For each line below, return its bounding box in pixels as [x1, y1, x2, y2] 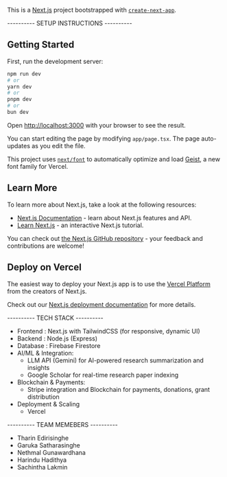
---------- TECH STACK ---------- [7, 314, 104, 322]
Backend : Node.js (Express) [16, 334, 98, 342]
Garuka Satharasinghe [16, 441, 80, 449]
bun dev [7, 109, 29, 116]
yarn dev [7, 83, 32, 90]
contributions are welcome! [7, 242, 84, 250]
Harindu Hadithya [16, 456, 67, 464]
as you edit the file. [32, 141, 86, 150]
